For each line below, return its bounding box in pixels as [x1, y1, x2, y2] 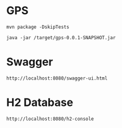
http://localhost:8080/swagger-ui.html [6, 75, 108, 81]
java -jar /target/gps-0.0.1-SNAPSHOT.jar [6, 34, 116, 40]
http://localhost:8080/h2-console [6, 116, 95, 122]
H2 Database [6, 96, 73, 110]
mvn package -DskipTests [6, 24, 70, 30]
